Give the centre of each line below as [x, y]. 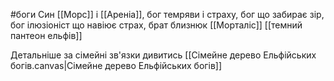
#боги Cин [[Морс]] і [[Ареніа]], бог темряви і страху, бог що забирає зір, [167, 14]
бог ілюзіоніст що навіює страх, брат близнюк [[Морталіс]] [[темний [156, 25]
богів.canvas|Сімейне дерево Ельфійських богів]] [116, 65]
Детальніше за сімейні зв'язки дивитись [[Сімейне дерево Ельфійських [163, 55]
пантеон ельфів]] [46, 35]
